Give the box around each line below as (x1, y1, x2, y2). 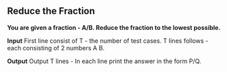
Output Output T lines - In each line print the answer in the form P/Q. (7, 57, 202, 65)
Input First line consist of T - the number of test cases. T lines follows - (7, 37, 208, 45)
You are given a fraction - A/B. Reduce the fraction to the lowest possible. (7, 23, 221, 31)
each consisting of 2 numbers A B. (7, 43, 105, 52)
